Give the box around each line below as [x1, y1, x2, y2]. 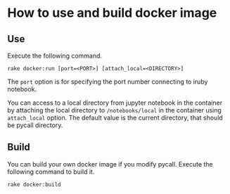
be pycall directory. [7, 121, 63, 129]
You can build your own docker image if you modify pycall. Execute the [7, 160, 213, 168]
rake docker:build [7, 181, 61, 188]
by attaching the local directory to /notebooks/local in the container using [7, 106, 222, 114]
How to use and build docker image [7, 5, 217, 21]
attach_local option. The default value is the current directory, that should [7, 114, 223, 122]
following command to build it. [7, 167, 95, 176]
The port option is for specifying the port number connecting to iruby [7, 77, 208, 86]
